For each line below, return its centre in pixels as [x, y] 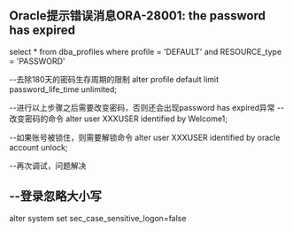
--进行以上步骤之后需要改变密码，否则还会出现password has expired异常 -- [147, 107]
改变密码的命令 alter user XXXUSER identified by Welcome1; [119, 119]
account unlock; [39, 147]
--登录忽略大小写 [55, 196]
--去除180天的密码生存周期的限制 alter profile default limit [114, 79]
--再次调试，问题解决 [48, 166]
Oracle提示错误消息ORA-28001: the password [137, 16]
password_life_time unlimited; [63, 89]
